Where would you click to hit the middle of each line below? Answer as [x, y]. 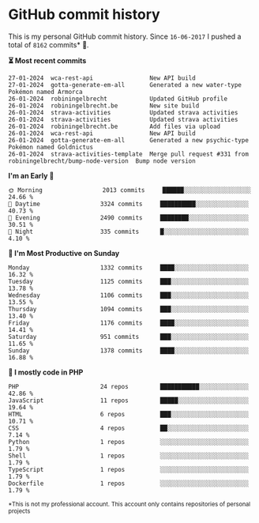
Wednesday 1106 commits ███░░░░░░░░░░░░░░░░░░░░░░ [128, 295]
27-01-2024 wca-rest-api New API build [102, 78]
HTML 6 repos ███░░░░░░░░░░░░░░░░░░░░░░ [128, 414]
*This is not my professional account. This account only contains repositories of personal [129, 504]
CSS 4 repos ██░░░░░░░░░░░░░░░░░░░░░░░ [128, 428]
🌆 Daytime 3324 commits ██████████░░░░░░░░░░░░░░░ [128, 204]
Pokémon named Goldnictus [51, 147]
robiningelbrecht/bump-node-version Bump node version [102, 161]
